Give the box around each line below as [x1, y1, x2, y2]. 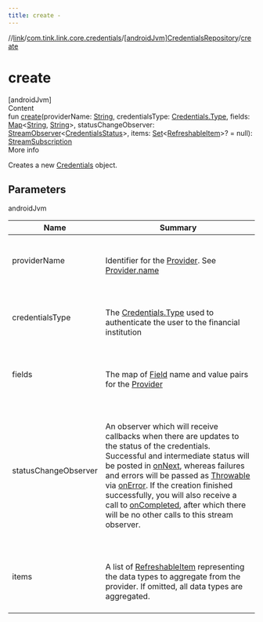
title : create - [8, 11, 61, 20]
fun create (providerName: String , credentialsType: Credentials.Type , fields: [8, 112, 250, 121]
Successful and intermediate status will [105, 451, 250, 462]
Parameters [8, 182, 67, 196]
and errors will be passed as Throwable [105, 470, 250, 481]
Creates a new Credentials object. [8, 160, 117, 170]
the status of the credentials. [105, 441, 211, 452]
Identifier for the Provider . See [105, 255, 217, 266]
